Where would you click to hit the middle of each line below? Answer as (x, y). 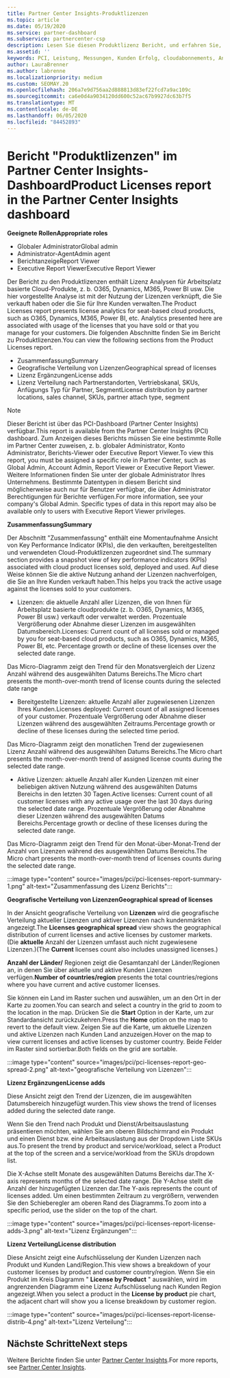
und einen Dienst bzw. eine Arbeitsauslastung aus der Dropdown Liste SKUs (115, 1139)
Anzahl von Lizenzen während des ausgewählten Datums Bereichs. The (107, 851)
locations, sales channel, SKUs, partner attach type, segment (103, 397)
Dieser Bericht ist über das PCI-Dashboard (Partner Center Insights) (103, 424)
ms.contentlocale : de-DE (42, 109)
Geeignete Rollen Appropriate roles (57, 233)
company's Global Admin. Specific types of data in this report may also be (112, 504)
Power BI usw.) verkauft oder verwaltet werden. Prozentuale (102, 617)
